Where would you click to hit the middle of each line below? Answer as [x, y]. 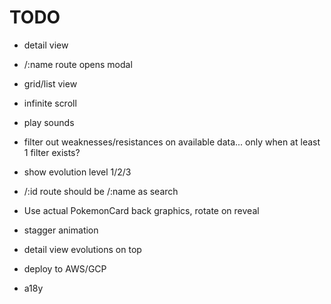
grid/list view [50, 83]
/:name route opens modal [78, 64]
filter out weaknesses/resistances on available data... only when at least [172, 142]
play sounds [49, 122]
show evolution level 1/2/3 [77, 172]
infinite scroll [50, 103]
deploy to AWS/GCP [65, 268]
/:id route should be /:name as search [101, 191]
